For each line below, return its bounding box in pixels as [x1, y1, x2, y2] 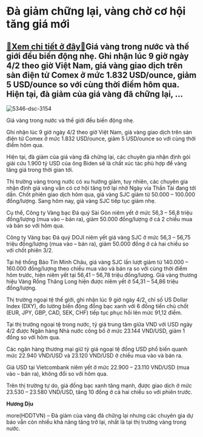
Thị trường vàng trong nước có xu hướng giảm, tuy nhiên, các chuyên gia [6, 178, 188, 185]
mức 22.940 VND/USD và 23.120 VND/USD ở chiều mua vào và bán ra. [6, 352, 183, 359]
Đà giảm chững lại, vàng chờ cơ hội [6, 4, 186, 18]
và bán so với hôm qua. [6, 222, 65, 229]
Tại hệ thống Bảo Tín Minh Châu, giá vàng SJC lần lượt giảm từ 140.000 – [6, 258, 188, 266]
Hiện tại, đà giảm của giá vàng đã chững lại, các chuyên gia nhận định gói [6, 153, 191, 160]
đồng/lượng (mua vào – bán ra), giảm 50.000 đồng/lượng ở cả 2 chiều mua [6, 216, 193, 222]
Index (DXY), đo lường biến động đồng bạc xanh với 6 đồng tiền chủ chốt [6, 303, 189, 309]
